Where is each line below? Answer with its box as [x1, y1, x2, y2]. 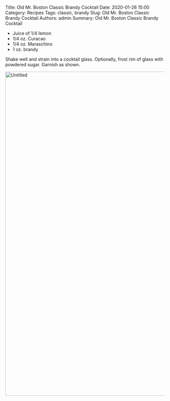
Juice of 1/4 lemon [12, 30, 52, 36]
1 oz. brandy [12, 47, 38, 52]
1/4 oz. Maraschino [12, 41, 53, 47]
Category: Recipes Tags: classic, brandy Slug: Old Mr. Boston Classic [5, 10, 150, 16]
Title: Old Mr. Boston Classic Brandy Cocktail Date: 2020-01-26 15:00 [5, 5, 150, 10]
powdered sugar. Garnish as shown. [5, 62, 80, 67]
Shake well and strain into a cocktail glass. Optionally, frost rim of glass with [5, 56, 163, 62]
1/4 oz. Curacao [12, 35, 46, 42]
